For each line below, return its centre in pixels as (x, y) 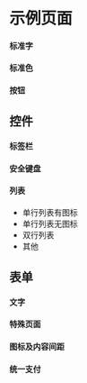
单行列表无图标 (50, 223)
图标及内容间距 (37, 346)
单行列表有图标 (50, 212)
